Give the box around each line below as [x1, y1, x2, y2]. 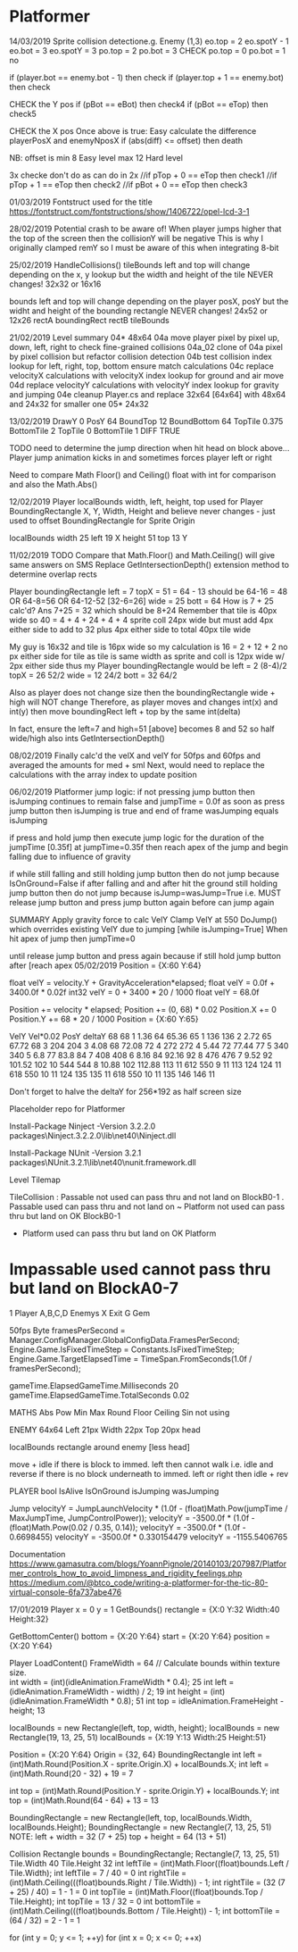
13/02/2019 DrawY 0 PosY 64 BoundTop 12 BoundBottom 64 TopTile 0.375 [9, 415, 284, 426]
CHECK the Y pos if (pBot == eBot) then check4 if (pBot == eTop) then [9, 98, 269, 109]
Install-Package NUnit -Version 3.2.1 [9, 1147, 142, 1158]
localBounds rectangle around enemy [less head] [9, 1441, 190, 1452]
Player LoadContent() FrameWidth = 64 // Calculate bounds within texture [9, 1657, 281, 1668]
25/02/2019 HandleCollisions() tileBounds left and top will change [9, 259, 251, 270]
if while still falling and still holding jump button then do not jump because [9, 868, 279, 879]
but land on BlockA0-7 [9, 1279, 179, 1298]
